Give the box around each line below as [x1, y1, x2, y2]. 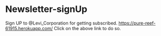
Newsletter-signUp [5, 3, 88, 15]
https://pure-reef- [118, 20, 156, 26]
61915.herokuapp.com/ [5, 25, 53, 31]
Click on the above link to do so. [54, 25, 121, 31]
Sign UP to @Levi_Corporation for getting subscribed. [5, 20, 118, 26]
